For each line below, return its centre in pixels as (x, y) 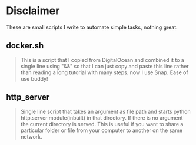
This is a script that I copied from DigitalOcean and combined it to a (102, 60)
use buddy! (34, 78)
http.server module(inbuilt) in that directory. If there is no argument (102, 118)
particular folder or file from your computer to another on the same (102, 130)
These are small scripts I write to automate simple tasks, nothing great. (92, 27)
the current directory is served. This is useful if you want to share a (102, 124)
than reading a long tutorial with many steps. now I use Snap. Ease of (104, 72)
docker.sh (25, 46)
